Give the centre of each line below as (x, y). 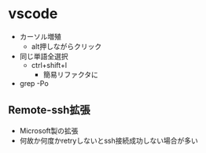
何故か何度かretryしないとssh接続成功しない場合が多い (109, 140)
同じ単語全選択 (44, 56)
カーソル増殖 (40, 36)
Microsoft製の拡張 (49, 130)
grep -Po (34, 83)
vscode (33, 14)
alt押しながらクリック (66, 46)
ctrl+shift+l (49, 65)
